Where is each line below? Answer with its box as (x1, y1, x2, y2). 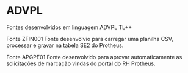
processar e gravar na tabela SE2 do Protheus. (6, 42, 124, 49)
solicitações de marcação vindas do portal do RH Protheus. (6, 60, 156, 67)
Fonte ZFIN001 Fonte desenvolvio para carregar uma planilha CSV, (6, 35, 173, 42)
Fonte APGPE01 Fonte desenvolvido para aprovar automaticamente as (6, 53, 183, 60)
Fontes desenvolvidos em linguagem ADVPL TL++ (6, 24, 132, 31)
